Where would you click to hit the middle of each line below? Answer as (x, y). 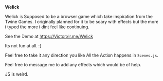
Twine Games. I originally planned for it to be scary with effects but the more (82, 22)
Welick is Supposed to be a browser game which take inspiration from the (79, 16)
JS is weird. (17, 74)
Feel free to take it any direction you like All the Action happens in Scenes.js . (82, 55)
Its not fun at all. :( (23, 46)
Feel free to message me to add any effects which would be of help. (73, 65)
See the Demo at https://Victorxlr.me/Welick (49, 36)
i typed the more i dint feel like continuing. (47, 27)
